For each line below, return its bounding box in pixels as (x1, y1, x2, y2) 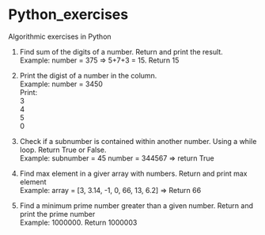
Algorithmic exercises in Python (8, 32, 112, 41)
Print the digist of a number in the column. (19, 70, 157, 80)
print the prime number (19, 209, 96, 218)
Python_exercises (8, 6, 129, 24)
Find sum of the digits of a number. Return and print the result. (19, 47, 223, 56)
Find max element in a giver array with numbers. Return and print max (19, 169, 248, 178)
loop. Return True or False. (19, 145, 107, 154)
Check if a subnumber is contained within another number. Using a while (19, 136, 257, 146)
